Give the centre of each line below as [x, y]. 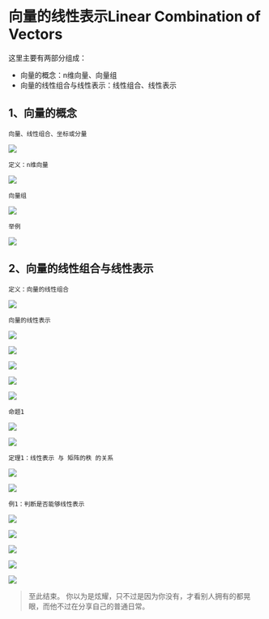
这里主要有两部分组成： [47, 58]
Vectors [36, 34]
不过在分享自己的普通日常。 [103, 606]
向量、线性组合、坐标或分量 [48, 134]
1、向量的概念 [43, 113]
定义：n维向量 [28, 164]
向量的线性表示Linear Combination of [134, 17]
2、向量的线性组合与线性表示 [81, 269]
